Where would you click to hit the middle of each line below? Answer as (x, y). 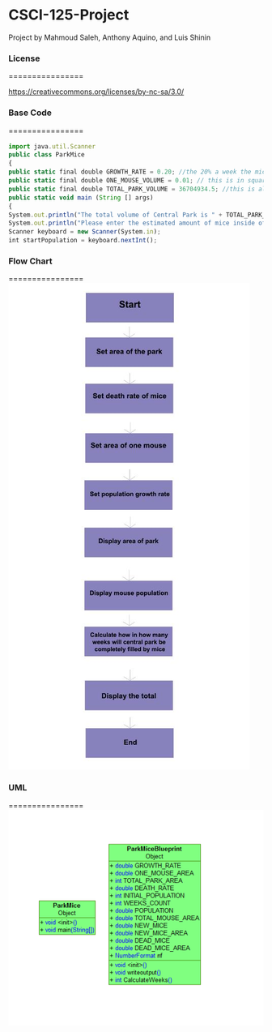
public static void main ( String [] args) (81, 197)
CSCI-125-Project (69, 15)
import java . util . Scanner (52, 146)
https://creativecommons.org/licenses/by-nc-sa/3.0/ (96, 92)
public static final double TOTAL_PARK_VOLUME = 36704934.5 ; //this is (132, 189)
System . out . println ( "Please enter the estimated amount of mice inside (132, 223)
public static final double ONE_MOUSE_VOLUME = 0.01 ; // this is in (126, 181)
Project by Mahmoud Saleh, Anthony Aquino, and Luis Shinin (110, 37)
